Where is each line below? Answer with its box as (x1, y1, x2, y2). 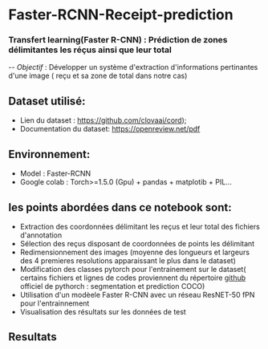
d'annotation (19, 230, 63, 240)
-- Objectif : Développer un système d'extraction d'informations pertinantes (8, 63, 258, 72)
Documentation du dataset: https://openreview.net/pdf (19, 124, 201, 134)
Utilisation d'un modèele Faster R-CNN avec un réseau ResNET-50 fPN (19, 290, 255, 299)
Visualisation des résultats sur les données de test (19, 306, 186, 316)
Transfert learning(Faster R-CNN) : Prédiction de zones (8, 34, 228, 46)
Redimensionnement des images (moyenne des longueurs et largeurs (19, 247, 250, 257)
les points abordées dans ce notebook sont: (8, 201, 233, 214)
